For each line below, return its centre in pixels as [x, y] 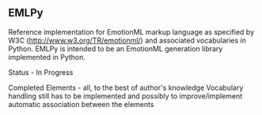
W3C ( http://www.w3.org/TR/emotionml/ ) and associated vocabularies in [127, 40]
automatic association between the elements [81, 104]
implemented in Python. [47, 57]
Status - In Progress [41, 72]
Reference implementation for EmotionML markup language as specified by [131, 32]
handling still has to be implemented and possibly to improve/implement [125, 96]
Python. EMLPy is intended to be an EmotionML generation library [116, 48]
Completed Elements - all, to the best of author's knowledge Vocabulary [126, 87]
